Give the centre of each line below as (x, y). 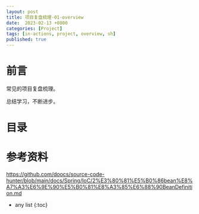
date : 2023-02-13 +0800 (37, 23)
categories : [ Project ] (34, 28)
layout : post (22, 12)
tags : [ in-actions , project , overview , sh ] (61, 34)
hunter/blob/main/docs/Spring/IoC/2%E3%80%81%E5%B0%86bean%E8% (99, 181)
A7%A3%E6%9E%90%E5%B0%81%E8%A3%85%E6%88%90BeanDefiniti (99, 187)
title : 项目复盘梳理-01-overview (45, 17)
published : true (26, 39)
